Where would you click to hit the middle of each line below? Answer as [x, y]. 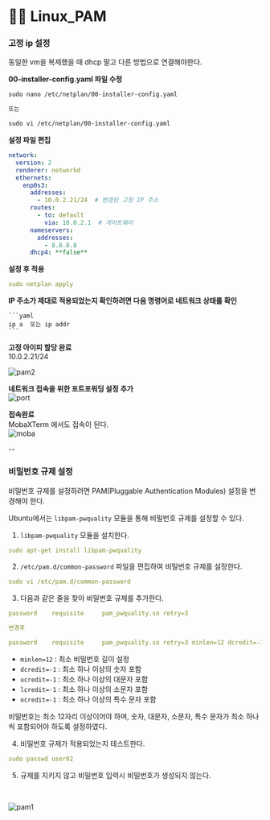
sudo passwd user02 [41, 759]
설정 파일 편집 [29, 140]
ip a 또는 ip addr [39, 325]
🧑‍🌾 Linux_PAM [57, 17]
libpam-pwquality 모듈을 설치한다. [75, 535]
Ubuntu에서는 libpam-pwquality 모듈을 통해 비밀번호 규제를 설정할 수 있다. [126, 518]
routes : [43, 208]
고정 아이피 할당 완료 [40, 348]
